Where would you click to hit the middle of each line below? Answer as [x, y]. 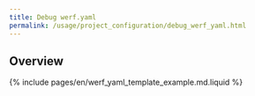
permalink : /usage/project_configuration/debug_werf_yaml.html [128, 26]
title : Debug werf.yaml [53, 17]
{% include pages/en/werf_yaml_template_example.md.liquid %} [126, 82]
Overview [37, 61]
